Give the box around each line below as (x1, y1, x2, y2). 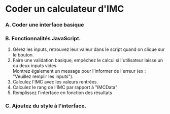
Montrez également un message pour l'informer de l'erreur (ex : (12, 68, 146, 74)
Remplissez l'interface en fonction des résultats (12, 90, 113, 96)
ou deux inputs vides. (12, 63, 58, 69)
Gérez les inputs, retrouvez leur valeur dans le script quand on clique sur (12, 46, 165, 52)
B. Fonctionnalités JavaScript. (5, 35, 81, 42)
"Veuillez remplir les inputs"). (12, 73, 74, 79)
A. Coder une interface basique (5, 21, 84, 28)
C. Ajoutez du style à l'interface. (5, 102, 87, 109)
